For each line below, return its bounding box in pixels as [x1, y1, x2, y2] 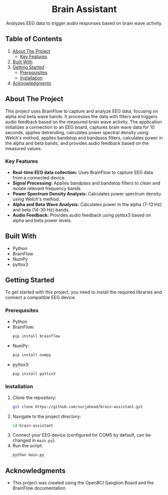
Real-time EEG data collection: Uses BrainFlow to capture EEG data [12, 169, 153, 175]
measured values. [5, 145, 42, 151]
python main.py [12, 452, 45, 458]
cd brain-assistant [12, 423, 54, 428]
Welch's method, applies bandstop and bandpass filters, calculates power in [5, 135, 163, 141]
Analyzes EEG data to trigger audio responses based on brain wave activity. [6, 20, 163, 26]
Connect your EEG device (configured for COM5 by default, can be [12, 432, 151, 438]
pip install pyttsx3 [12, 371, 56, 376]
